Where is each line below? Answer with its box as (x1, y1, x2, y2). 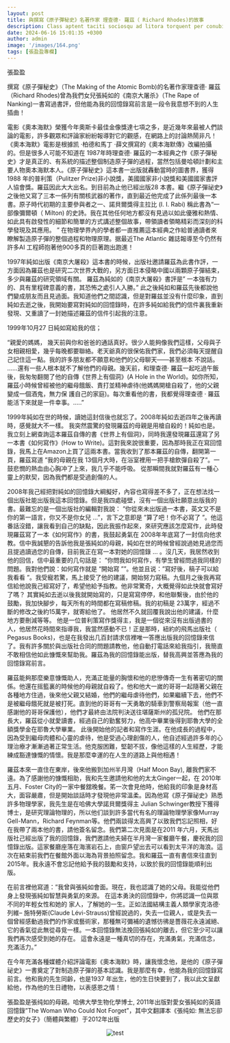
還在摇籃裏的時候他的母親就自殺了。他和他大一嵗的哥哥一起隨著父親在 (25, 682, 223, 690)
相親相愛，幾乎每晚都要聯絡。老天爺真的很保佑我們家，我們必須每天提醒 (12, 347, 217, 355)
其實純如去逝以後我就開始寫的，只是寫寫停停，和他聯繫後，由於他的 (26, 590, 219, 598)
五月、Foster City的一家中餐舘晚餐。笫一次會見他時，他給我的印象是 (7, 782, 200, 790)
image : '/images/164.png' (7, 42, 81, 49)
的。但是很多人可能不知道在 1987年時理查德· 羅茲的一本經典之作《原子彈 (7, 148, 212, 156)
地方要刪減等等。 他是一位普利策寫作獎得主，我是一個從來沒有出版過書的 (7, 616, 213, 624)
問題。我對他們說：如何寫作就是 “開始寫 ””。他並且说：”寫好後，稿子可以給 (7, 564, 219, 573)
